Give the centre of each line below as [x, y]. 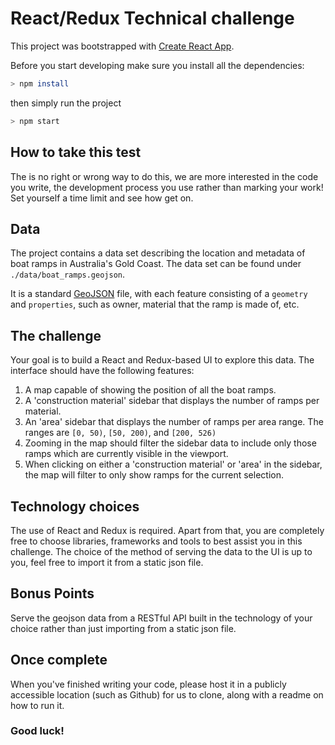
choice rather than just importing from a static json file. [123, 628]
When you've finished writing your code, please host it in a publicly [148, 684]
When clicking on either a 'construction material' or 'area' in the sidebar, [173, 464]
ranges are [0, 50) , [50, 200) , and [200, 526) [120, 433]
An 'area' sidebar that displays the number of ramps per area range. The [174, 422]
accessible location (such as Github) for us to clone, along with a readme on [167, 694]
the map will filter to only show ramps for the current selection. [154, 475]
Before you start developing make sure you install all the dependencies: [157, 65]
